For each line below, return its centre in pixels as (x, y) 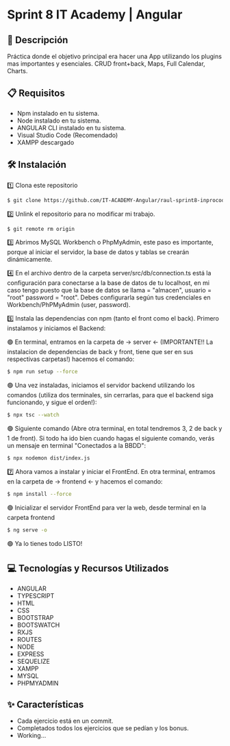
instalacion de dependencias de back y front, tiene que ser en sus (100, 352)
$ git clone (24, 200)
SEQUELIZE (33, 661)
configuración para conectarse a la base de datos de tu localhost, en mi (108, 283)
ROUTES (29, 639)
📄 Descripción (38, 40)
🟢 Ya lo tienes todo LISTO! (45, 543)
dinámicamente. (30, 260)
